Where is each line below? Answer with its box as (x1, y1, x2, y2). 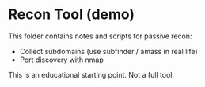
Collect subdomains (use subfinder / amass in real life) (19, 46, 198, 56)
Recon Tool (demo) (8, 5, 135, 24)
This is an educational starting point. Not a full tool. (8, 70, 175, 79)
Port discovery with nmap (19, 55, 104, 64)
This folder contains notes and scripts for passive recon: (8, 31, 192, 41)
